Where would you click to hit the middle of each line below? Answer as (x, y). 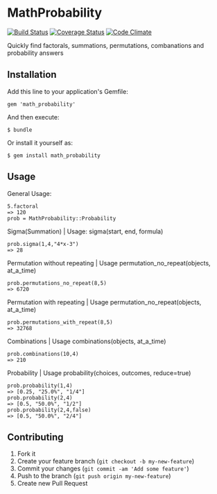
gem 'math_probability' (42, 104)
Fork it (26, 454)
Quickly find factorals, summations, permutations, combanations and (106, 45)
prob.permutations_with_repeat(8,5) (60, 322)
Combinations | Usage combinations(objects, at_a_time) (87, 341)
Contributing (35, 437)
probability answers (35, 53)
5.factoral (23, 206)
